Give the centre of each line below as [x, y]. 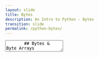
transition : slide [25, 24]
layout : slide [20, 10]
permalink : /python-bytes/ [34, 29]
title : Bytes [19, 15]
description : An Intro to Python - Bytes [50, 19]
